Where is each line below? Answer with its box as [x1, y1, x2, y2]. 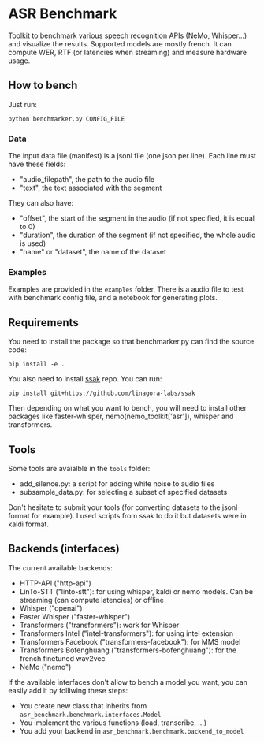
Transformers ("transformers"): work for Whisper [19, 620, 180, 630]
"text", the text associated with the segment [19, 183, 162, 193]
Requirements [8, 316, 79, 329]
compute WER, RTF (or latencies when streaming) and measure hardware [8, 47, 247, 57]
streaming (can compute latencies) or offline [19, 595, 164, 604]
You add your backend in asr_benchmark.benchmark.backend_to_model [19, 726, 244, 735]
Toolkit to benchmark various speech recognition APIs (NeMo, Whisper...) [8, 31, 247, 40]
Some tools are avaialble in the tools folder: [8, 463, 151, 473]
